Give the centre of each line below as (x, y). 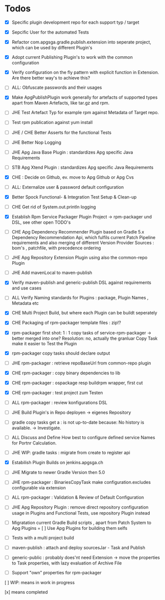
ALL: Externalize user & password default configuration (68, 187)
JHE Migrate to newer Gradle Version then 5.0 (58, 473)
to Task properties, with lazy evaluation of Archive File (67, 563)
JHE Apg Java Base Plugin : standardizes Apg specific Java (72, 152)
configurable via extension (39, 488)
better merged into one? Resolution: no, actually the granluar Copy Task (85, 338)
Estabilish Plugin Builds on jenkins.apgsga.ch (57, 463)
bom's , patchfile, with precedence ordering (56, 248)
